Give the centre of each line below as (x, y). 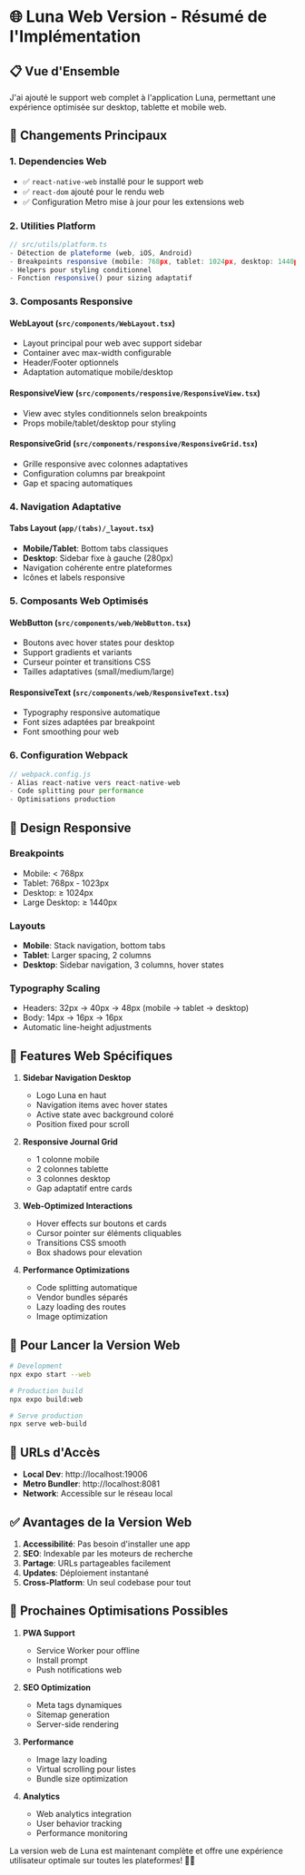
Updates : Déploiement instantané (86, 1573)
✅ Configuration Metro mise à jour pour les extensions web (133, 201)
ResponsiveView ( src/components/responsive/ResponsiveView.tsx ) (135, 393)
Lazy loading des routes (81, 1307)
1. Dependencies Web (58, 162)
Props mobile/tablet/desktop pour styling (99, 423)
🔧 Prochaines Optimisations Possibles (119, 1611)
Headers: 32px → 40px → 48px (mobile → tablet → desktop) (136, 1008)
